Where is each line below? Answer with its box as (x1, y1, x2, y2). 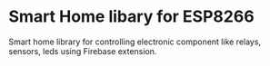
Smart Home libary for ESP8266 (8, 6, 255, 27)
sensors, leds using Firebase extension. (8, 45, 157, 56)
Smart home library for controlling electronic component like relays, (8, 36, 261, 47)
